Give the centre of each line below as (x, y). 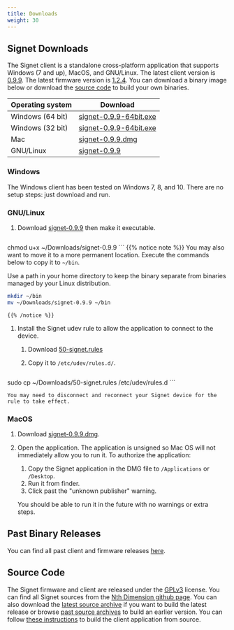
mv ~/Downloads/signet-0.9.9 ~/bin (59, 302)
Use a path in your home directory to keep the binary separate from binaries (117, 275)
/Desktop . (41, 475)
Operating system (41, 105)
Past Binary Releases (54, 534)
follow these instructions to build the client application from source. (104, 619)
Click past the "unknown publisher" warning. (92, 491)
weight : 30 (23, 20)
